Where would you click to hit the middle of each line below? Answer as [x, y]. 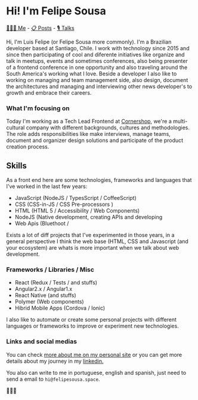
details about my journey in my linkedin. [55, 361]
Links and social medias [42, 341]
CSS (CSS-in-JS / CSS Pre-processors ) [64, 204]
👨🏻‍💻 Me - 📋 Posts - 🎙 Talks [40, 28]
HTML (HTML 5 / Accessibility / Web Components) [77, 211]
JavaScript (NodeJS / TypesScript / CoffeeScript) [76, 198]
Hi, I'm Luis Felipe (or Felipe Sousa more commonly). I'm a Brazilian [89, 42]
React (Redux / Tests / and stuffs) [56, 283]
